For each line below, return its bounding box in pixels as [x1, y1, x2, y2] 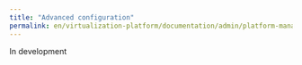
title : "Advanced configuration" [9, 12, 135, 22]
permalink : [9, 21, 50, 30]
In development [9, 45, 67, 56]
